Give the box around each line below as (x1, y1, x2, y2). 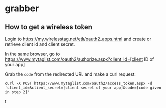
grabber (5, 3, 39, 14)
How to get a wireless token (5, 23, 93, 31)
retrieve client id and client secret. (5, 41, 75, 47)
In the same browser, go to (5, 51, 60, 57)
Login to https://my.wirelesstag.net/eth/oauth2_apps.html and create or (5, 36, 152, 42)
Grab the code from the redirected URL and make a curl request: (5, 71, 136, 77)
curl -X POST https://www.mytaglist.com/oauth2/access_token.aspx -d (5, 81, 153, 86)
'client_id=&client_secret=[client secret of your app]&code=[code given (5, 85, 162, 90)
